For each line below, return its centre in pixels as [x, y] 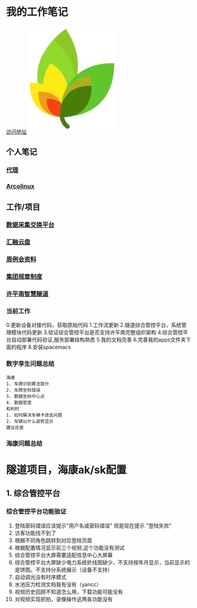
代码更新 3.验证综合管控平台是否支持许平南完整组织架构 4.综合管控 [102, 332]
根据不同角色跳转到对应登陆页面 [53, 540]
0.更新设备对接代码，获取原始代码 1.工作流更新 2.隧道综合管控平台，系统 [94, 325]
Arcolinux [20, 186]
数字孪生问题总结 [30, 364]
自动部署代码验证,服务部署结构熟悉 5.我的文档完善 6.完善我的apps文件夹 [98, 340]
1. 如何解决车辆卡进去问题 [34, 415]
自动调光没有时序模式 [40, 577]
